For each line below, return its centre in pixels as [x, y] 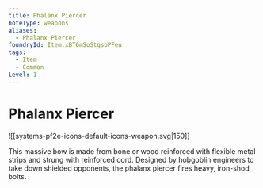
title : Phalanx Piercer [48, 15]
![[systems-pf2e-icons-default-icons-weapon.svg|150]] [99, 136]
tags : [17, 52]
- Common [30, 67]
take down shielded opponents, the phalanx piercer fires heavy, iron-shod [129, 168]
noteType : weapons [38, 23]
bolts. [17, 176]
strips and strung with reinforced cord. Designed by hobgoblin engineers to [131, 159]
